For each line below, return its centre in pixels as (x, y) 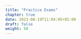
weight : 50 (17, 29)
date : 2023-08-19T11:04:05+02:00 (41, 19)
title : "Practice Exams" (32, 10)
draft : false (19, 24)
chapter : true (20, 15)
